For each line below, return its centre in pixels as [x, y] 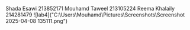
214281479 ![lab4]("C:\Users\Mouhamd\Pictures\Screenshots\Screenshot [95, 15]
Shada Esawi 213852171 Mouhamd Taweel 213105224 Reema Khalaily [90, 9]
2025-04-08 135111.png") [37, 21]
